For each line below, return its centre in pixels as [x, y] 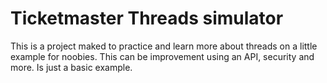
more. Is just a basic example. [71, 67]
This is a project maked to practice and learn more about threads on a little [164, 46]
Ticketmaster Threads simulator [147, 18]
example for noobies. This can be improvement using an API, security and [162, 56]
